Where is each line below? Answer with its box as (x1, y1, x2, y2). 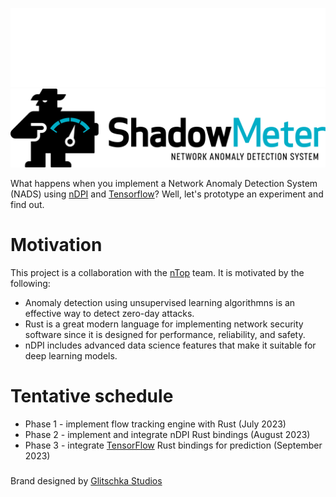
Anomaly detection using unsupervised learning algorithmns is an (24, 296, 296, 308)
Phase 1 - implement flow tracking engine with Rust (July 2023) (24, 418, 287, 430)
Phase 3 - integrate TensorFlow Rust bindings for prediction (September (24, 439, 323, 451)
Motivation (10, 234, 103, 257)
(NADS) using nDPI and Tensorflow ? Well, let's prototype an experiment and (10, 188, 324, 200)
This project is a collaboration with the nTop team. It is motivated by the (10, 266, 305, 278)
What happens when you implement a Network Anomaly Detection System (10, 178, 318, 189)
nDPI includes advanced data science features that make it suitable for (24, 339, 317, 351)
